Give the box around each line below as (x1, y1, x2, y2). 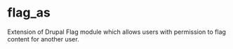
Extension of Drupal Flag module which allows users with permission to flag (7, 28, 227, 36)
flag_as (7, 5, 51, 21)
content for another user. (7, 35, 79, 43)
